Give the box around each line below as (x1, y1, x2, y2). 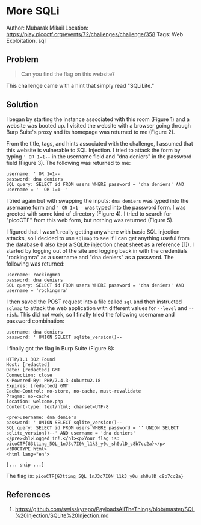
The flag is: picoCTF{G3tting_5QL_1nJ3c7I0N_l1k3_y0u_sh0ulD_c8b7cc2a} (6, 472, 184, 479)
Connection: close (6, 372, 52, 378)
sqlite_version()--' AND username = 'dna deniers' (6, 430, 136, 436)
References (6, 489, 51, 500)
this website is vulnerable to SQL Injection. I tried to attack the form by (6, 146, 181, 154)
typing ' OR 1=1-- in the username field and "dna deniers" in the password (6, 152, 192, 160)
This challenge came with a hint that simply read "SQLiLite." (6, 82, 155, 89)
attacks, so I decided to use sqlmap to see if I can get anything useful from (6, 234, 190, 241)
